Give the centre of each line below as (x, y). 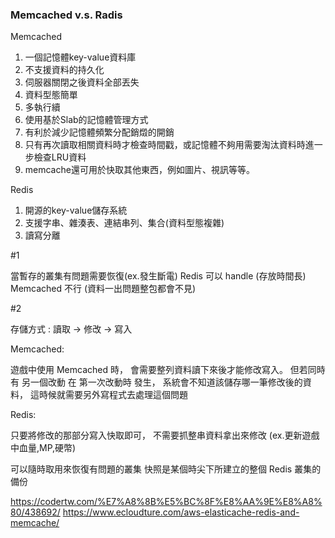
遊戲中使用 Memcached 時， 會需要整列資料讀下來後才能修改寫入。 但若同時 (168, 370)
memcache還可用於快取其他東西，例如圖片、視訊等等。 (139, 170)
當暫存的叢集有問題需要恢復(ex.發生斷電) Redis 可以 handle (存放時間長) (158, 276)
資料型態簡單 (51, 95)
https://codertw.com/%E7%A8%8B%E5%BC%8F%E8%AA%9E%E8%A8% (166, 502)
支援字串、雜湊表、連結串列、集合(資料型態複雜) (124, 223)
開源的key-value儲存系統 (76, 210)
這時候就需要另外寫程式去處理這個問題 (108, 395)
